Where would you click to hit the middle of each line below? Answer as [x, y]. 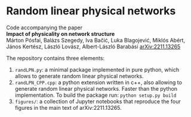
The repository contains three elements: [56, 58]
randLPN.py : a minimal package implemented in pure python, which [97, 69]
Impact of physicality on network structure [61, 33]
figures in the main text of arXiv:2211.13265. [68, 107]
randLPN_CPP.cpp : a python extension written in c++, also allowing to [98, 82]
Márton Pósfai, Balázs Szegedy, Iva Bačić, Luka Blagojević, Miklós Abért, [96, 40]
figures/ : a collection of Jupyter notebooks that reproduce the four [98, 101]
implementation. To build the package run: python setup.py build [95, 95]
